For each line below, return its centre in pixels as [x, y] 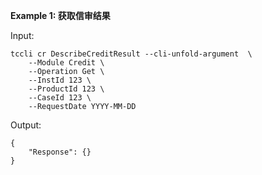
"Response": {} [60, 152]
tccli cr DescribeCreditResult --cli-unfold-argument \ [131, 54]
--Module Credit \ [66, 63]
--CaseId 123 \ [60, 98]
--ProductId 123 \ [66, 89]
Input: [22, 35]
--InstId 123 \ [60, 80]
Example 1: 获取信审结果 [60, 15]
